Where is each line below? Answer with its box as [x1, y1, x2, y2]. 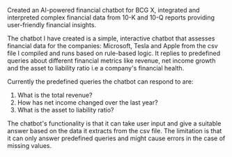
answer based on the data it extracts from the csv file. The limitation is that [7, 127, 222, 135]
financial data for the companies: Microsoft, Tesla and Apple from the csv [7, 42, 218, 50]
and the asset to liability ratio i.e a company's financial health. [7, 64, 185, 72]
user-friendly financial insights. [7, 21, 96, 29]
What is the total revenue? [17, 91, 93, 99]
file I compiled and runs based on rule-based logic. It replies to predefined [7, 49, 221, 57]
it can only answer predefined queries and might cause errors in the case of [7, 134, 226, 142]
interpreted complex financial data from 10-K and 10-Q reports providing [7, 13, 215, 22]
